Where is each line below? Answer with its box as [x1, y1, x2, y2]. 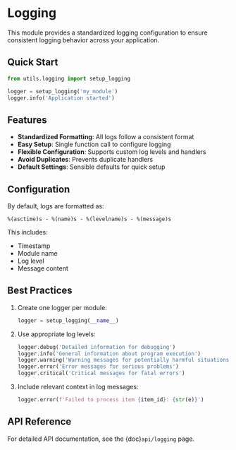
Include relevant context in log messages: [17, 383, 139, 391]
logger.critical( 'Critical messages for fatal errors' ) [17, 369, 185, 377]
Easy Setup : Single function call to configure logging [17, 140, 171, 149]
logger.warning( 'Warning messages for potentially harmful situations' [17, 357, 232, 364]
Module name [17, 249, 58, 257]
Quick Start [7, 57, 58, 69]
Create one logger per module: [17, 303, 107, 312]
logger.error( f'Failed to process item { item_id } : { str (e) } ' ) [17, 396, 204, 403]
